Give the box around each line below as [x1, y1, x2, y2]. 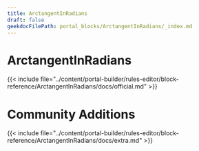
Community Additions [7, 106, 136, 122]
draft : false [7, 16, 45, 23]
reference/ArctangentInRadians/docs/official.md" [7, 82, 147, 91]
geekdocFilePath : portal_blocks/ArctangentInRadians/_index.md [7, 23, 193, 30]
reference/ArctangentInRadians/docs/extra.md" [7, 137, 143, 145]
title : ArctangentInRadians [7, 10, 88, 17]
